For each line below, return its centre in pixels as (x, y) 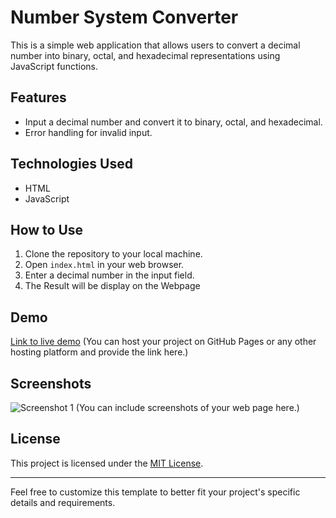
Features (38, 97)
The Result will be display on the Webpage (112, 286)
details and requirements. (63, 502)
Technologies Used (71, 164)
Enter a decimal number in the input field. (109, 275)
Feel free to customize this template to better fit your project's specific (155, 492)
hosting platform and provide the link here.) (99, 352)
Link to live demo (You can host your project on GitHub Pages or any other (163, 342)
